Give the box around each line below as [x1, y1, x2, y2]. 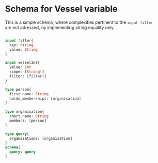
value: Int [9, 65, 32, 70]
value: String [9, 47, 38, 52]
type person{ [5, 87, 32, 92]
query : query [9, 149, 36, 154]
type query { [5, 132, 29, 136]
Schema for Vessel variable [5, 3, 118, 15]
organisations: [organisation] [9, 136, 73, 141]
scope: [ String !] [9, 69, 45, 74]
